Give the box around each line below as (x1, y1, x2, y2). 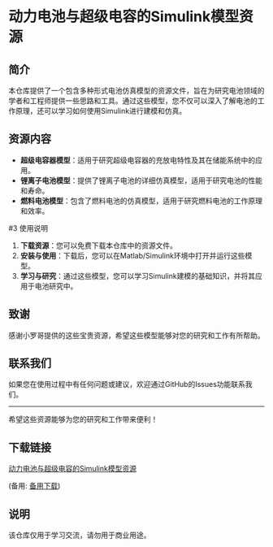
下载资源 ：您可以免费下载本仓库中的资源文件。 (19, 241, 177, 250)
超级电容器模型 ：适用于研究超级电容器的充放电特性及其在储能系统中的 (19, 155, 256, 165)
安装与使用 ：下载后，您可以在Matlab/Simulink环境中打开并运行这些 (19, 250, 245, 260)
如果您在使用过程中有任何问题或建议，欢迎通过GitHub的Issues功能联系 (8, 380, 246, 389)
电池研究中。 (34, 281, 78, 291)
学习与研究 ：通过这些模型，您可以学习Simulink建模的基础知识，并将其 (19, 271, 256, 280)
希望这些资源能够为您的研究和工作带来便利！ (8, 415, 158, 424)
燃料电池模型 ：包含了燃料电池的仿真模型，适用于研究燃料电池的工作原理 (19, 196, 262, 206)
